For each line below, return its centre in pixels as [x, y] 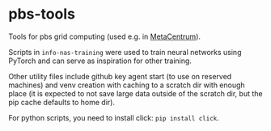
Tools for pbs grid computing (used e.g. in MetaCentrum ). [104, 36]
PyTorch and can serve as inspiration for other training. [100, 61]
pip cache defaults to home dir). [62, 102]
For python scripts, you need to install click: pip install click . [114, 117]
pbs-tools [42, 14]
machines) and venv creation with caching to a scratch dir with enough [127, 85]
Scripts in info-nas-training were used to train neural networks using [125, 52]
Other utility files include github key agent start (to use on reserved [120, 76]
